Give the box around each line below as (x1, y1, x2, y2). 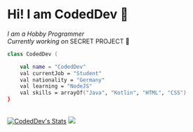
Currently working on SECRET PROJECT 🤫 (7, 37, 130, 45)
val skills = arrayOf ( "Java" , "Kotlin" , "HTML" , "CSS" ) (20, 89, 187, 97)
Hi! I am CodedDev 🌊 (7, 6, 128, 22)
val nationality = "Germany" (20, 77, 105, 84)
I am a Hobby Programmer (7, 29, 84, 38)
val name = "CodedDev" (20, 63, 86, 70)
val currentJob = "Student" (20, 70, 102, 77)
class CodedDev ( (7, 51, 58, 58)
